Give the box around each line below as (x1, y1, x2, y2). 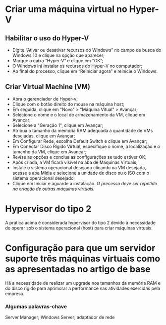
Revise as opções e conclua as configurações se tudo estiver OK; (12, 154, 147, 160)
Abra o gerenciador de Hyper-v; (12, 96, 78, 102)
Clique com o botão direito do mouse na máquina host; (12, 101, 125, 107)
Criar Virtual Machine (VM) (5, 83, 91, 91)
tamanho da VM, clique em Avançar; (12, 148, 87, 155)
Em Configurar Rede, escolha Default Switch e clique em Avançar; (12, 138, 148, 144)
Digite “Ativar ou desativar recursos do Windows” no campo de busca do (12, 47, 162, 53)
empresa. (5, 290, 25, 297)
